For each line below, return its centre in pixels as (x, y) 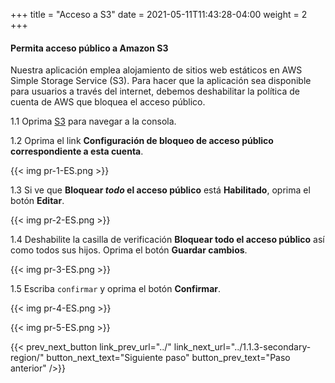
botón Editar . (37, 201)
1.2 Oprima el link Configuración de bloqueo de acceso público (142, 141)
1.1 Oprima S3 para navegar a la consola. (93, 121)
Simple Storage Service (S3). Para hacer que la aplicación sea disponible (161, 81)
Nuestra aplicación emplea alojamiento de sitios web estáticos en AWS (156, 70)
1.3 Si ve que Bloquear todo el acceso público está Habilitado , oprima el (160, 190)
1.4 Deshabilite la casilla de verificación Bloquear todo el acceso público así (167, 240)
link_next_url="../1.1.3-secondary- (242, 347)
